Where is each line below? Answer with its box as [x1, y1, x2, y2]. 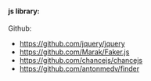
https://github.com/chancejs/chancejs [19, 56, 143, 65]
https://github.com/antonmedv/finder [19, 64, 140, 74]
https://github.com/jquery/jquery [19, 39, 125, 49]
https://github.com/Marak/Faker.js [19, 47, 130, 57]
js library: [8, 6, 41, 16]
